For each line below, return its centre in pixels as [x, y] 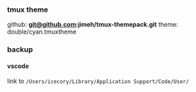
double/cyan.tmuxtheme [42, 32]
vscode [18, 66]
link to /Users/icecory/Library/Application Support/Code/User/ [98, 81]
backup [20, 49]
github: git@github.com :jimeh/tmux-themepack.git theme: [93, 25]
